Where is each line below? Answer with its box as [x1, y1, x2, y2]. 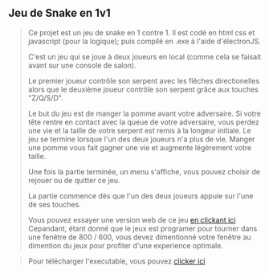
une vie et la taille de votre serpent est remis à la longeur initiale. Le [27, 125, 251, 135]
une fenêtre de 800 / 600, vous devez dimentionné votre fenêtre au [27, 232, 251, 242]
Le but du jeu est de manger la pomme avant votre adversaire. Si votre [27, 108, 261, 118]
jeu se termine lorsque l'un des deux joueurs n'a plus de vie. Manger [27, 134, 255, 144]
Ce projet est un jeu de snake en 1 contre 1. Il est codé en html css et [27, 27, 255, 37]
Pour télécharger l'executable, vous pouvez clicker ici [27, 256, 206, 266]
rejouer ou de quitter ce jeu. [27, 175, 120, 185]
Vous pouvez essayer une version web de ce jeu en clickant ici [27, 215, 236, 224]
